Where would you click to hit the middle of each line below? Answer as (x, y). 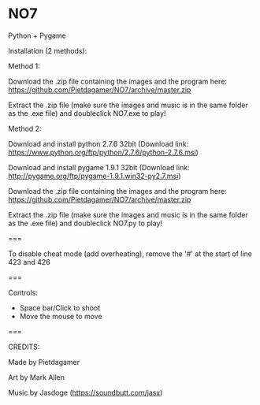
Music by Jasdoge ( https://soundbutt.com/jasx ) (85, 392)
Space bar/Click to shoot (60, 307)
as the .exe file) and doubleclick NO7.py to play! (85, 223)
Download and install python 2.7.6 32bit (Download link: (98, 143)
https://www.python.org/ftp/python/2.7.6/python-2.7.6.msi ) (104, 152)
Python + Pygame (37, 35)
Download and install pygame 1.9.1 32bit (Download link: (99, 167)
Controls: (23, 292)
